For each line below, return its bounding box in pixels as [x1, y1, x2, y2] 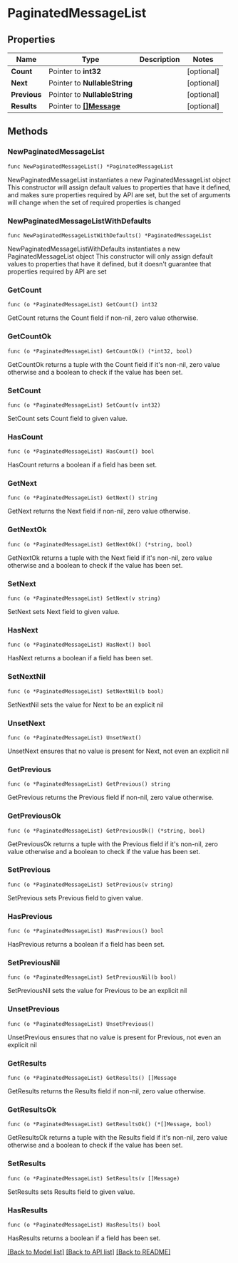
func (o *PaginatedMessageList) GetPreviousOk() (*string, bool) [7, 827, 205, 834]
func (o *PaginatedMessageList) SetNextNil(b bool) [7, 687, 164, 695]
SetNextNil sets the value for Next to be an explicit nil [7, 700, 164, 709]
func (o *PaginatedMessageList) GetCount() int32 [7, 301, 158, 308]
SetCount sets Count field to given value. [7, 414, 128, 422]
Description [139, 55, 180, 64]
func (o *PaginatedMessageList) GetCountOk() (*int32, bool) [7, 348, 193, 355]
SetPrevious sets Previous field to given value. [7, 893, 144, 902]
